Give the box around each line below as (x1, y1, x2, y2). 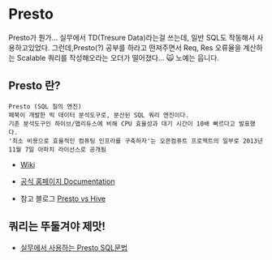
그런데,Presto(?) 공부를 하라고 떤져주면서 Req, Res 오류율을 (51, 42, 242, 53)
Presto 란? (8, 79, 61, 93)
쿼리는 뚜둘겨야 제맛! (8, 220, 106, 233)
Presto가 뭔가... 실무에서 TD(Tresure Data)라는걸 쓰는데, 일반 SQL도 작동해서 (8, 32, 256, 42)
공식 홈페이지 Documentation (19, 176, 115, 186)
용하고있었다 (8, 42, 49, 53)
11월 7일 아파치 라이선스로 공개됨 (8, 145, 107, 154)
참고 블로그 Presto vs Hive (19, 194, 106, 203)
